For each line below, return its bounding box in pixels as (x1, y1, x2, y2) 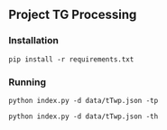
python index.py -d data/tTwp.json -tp (8, 96, 159, 105)
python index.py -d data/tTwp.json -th (8, 112, 159, 121)
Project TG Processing (8, 7, 137, 23)
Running (8, 76, 47, 88)
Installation (8, 34, 60, 47)
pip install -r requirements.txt (8, 54, 135, 64)
